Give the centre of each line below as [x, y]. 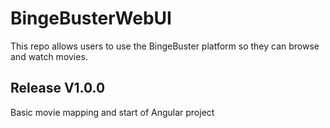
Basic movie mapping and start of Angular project [112, 112]
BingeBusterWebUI [91, 18]
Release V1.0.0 [58, 88]
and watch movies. [49, 56]
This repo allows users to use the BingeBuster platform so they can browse [165, 46]
